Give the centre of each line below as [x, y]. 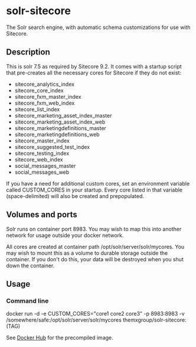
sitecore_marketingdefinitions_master [60, 128]
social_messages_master [45, 166]
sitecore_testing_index [42, 153]
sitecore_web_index [39, 159]
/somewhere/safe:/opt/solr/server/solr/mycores [64, 320]
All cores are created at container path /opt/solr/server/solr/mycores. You [95, 247]
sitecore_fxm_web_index [45, 103]
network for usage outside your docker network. [65, 235]
